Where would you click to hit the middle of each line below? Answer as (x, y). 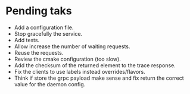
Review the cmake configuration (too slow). (68, 59)
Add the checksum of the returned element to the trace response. (95, 65)
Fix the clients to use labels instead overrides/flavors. (80, 71)
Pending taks (39, 11)
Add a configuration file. (44, 27)
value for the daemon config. (50, 84)
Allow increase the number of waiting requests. (72, 46)
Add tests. (27, 40)
